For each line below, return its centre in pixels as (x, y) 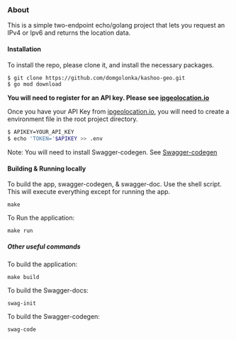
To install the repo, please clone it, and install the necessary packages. (111, 64)
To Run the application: (41, 218)
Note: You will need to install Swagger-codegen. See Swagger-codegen (112, 152)
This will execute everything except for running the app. (89, 192)
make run (20, 231)
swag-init (22, 304)
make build (23, 278)
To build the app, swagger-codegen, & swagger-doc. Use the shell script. (114, 184)
